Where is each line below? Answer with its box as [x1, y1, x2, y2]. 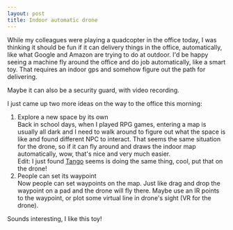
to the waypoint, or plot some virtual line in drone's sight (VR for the [17, 193, 211, 202]
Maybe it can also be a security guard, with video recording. [7, 86, 179, 94]
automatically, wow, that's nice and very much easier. [17, 150, 171, 158]
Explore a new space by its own [17, 112, 109, 121]
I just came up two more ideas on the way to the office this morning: [7, 99, 203, 107]
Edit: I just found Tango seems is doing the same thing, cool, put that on [17, 157, 223, 165]
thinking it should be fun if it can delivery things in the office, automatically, [7, 43, 223, 51]
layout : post [7, 10, 45, 17]
